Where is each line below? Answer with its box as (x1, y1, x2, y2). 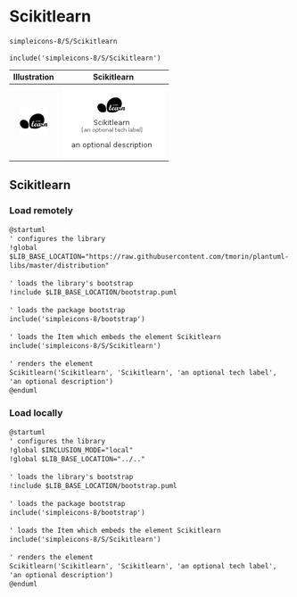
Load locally (9, 406, 63, 419)
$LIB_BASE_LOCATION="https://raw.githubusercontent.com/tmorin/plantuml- (9, 252, 290, 261)
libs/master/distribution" (9, 261, 110, 269)
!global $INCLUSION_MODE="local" (9, 446, 134, 455)
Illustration (12, 71, 55, 82)
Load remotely (9, 203, 74, 216)
